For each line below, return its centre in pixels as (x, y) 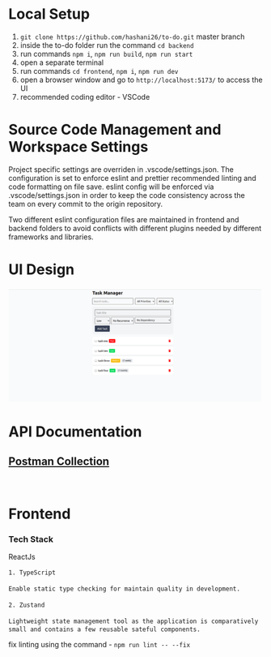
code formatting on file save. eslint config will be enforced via (111, 187)
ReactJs (22, 557)
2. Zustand (27, 605)
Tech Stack (31, 539)
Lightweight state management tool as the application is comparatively (133, 621)
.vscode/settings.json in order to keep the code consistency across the (127, 195)
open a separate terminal (62, 62)
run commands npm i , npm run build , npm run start (106, 54)
